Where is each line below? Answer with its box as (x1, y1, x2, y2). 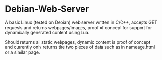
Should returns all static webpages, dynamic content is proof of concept (5, 39, 150, 45)
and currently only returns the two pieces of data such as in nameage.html (5, 44, 155, 50)
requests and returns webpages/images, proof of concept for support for (5, 24, 152, 30)
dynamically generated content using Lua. (5, 30, 90, 35)
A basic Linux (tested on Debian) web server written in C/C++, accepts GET (5, 19, 157, 25)
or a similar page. (5, 49, 40, 55)
